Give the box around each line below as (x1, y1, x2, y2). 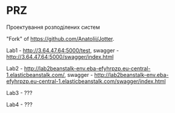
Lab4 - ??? (6, 100, 33, 108)
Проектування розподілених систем (6, 23, 100, 31)
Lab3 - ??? (6, 89, 33, 96)
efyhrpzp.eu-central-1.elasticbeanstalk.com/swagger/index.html (6, 78, 166, 85)
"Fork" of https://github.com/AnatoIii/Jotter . (6, 35, 115, 42)
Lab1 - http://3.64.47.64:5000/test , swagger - (6, 46, 119, 54)
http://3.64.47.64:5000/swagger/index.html (6, 53, 114, 60)
